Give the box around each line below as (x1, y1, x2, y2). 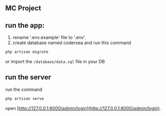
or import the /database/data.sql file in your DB (5, 59, 105, 65)
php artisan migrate (5, 50, 49, 55)
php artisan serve (5, 96, 44, 101)
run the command (5, 86, 43, 92)
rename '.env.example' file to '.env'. (12, 35, 86, 41)
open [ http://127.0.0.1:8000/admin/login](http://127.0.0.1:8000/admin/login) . (5, 105, 161, 111)
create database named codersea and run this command (12, 40, 132, 46)
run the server (5, 73, 52, 82)
